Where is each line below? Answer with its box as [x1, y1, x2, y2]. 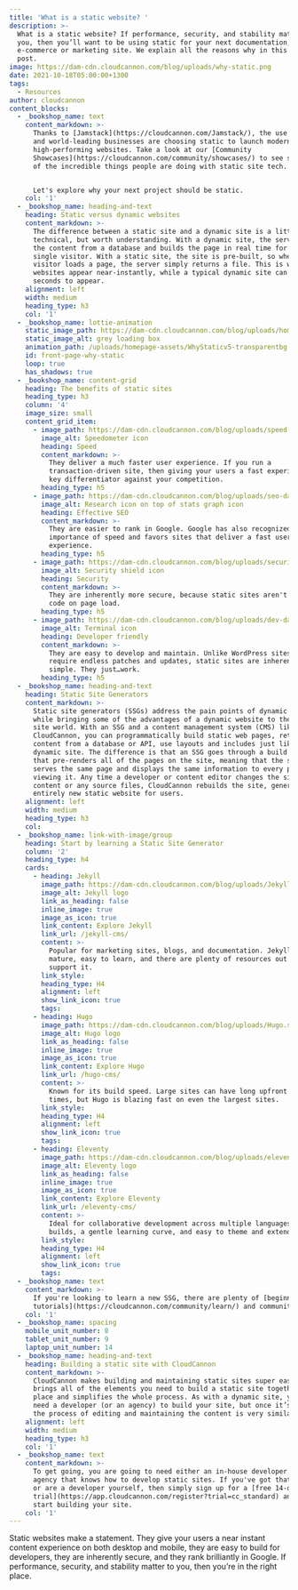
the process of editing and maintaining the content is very [32, 1409, 264, 1418]
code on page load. [48, 599, 122, 608]
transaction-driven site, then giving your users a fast [48, 467, 264, 476]
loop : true [25, 359, 66, 368]
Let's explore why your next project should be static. [32, 186, 244, 195]
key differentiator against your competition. [48, 475, 224, 485]
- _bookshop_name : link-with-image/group [17, 831, 173, 839]
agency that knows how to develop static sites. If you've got [32, 1475, 272, 1484]
